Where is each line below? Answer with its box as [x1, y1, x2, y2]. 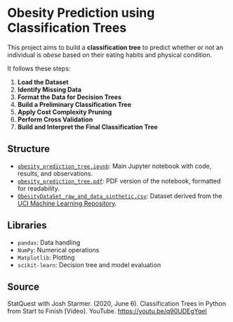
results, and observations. [17, 169, 93, 177]
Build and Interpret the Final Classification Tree [17, 122, 158, 131]
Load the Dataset [17, 77, 69, 86]
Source [7, 281, 40, 292]
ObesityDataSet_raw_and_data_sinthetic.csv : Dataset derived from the [17, 191, 222, 200]
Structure [7, 143, 51, 155]
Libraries [7, 219, 47, 231]
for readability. [17, 184, 60, 193]
